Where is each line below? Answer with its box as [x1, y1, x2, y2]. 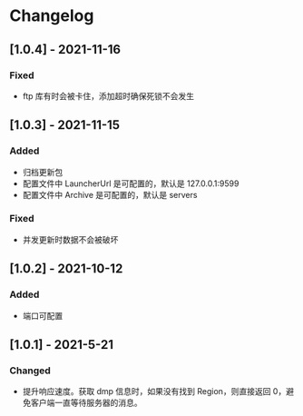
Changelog [9, 5, 94, 26]
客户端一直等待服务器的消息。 [30, 397, 142, 409]
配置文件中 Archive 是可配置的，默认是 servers [22, 189, 198, 200]
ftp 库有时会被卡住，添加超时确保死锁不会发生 [22, 90, 195, 101]
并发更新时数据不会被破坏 [22, 233, 119, 245]
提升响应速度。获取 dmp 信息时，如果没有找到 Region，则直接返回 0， [22, 386, 287, 397]
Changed [9, 364, 52, 377]
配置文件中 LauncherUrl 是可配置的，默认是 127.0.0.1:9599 [22, 178, 239, 189]
